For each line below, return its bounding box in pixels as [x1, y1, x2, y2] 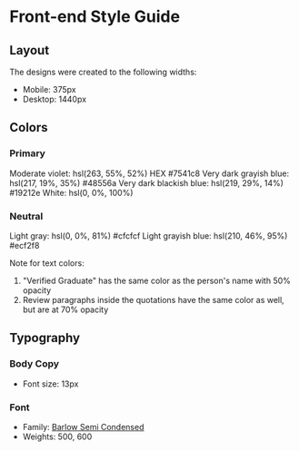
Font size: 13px [22, 378, 79, 389]
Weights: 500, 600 [22, 431, 93, 442]
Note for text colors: [9, 257, 85, 269]
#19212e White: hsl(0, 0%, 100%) [9, 187, 134, 198]
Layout [9, 43, 50, 58]
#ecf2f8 [9, 240, 40, 250]
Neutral [9, 210, 44, 222]
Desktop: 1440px [22, 93, 87, 104]
